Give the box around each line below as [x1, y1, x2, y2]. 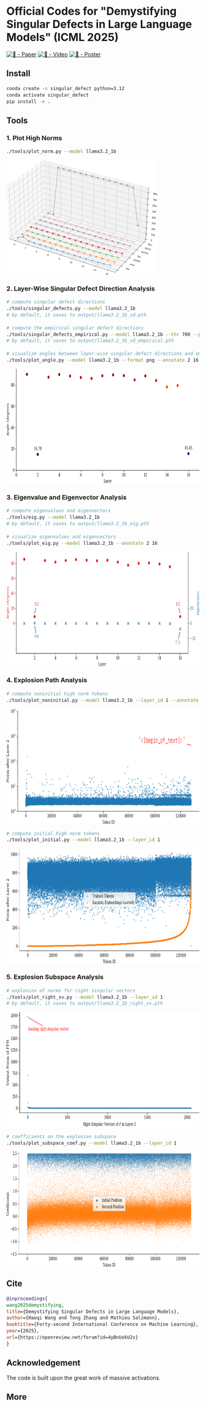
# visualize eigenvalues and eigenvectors [6, 533, 116, 540]
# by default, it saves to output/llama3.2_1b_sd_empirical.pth [6, 338, 174, 344]
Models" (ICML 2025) [6, 31, 119, 44]
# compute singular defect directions [6, 299, 105, 305]
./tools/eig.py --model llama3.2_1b [6, 514, 100, 520]
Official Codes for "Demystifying [6, 4, 177, 18]
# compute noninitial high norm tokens [6, 691, 109, 697]
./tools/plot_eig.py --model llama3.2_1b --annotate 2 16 [6, 540, 158, 546]
